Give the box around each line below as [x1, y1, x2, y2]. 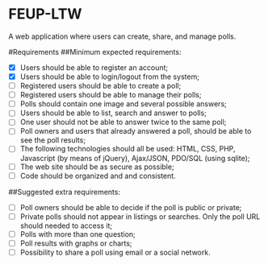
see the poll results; [19, 135, 86, 145]
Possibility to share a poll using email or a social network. [19, 247, 211, 257]
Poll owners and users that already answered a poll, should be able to [19, 126, 252, 136]
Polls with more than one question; [19, 229, 136, 238]
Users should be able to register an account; [19, 62, 169, 72]
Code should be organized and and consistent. [19, 171, 176, 180]
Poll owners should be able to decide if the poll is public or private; [19, 202, 242, 212]
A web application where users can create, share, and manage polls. [8, 31, 237, 41]
